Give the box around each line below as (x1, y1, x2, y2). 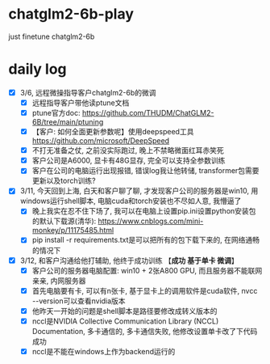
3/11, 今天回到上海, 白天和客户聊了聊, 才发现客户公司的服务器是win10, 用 (19, 186, 259, 196)
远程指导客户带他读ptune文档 (31, 98, 130, 108)
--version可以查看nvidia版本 (31, 296, 127, 306)
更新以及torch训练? (31, 176, 96, 186)
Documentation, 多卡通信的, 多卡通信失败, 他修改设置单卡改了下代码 (31, 326, 258, 336)
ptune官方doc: (31, 108, 81, 117)
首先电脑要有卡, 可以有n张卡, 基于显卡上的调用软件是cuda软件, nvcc (31, 286, 258, 295)
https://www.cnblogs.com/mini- (98, 216, 204, 226)
